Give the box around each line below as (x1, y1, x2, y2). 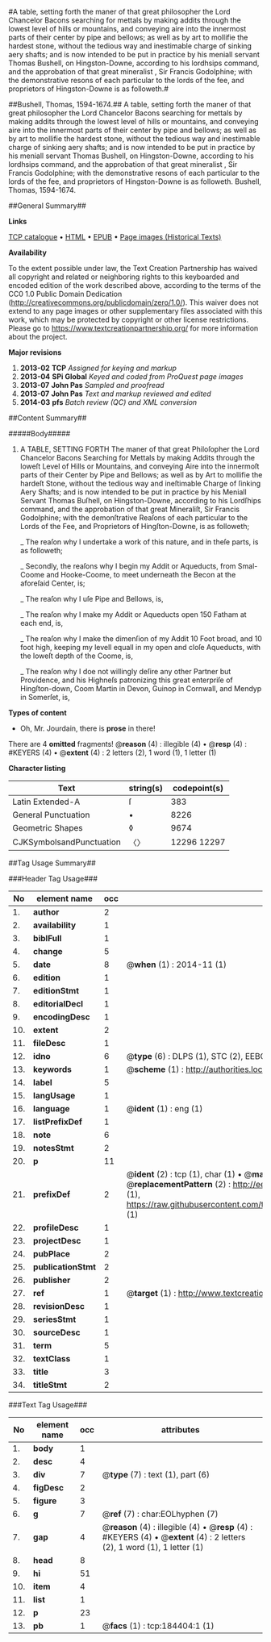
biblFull (33, 933, 62, 944)
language (33, 1103, 70, 1114)
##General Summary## (8, 201, 86, 210)
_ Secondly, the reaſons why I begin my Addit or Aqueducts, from (19, 561, 236, 571)
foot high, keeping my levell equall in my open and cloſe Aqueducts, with (19, 643, 261, 652)
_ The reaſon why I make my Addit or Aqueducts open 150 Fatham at (19, 610, 248, 619)
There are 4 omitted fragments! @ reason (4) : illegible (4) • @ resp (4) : (8, 740, 248, 748)
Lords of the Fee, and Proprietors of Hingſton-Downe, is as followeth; (19, 522, 250, 531)
